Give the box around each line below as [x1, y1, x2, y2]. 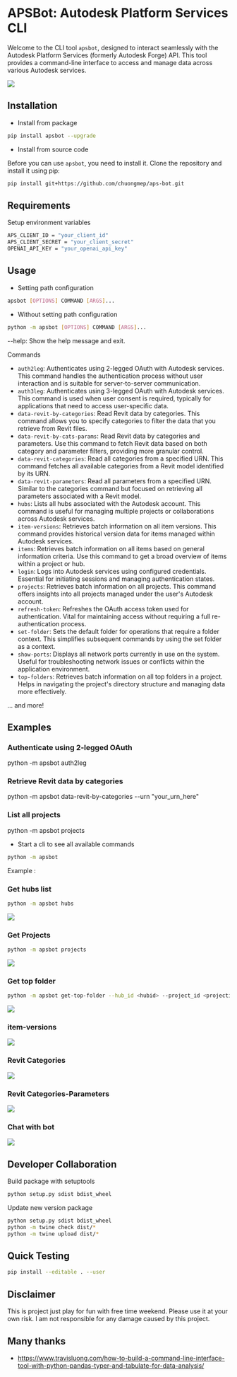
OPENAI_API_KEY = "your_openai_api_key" [7, 246, 128, 253]
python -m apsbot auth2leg [7, 759, 87, 767]
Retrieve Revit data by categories [7, 776, 123, 786]
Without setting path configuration [17, 310, 118, 318]
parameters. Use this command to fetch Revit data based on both [17, 439, 207, 447]
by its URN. [17, 469, 51, 478]
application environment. [17, 664, 90, 673]
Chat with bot [7, 1122, 55, 1131]
